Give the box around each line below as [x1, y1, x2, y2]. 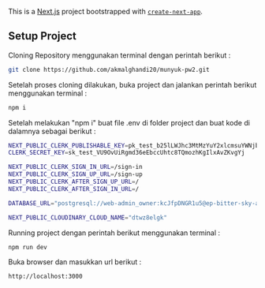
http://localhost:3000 [8, 272, 83, 281]
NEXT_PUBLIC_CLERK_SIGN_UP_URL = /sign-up [8, 170, 144, 178]
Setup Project [8, 29, 77, 43]
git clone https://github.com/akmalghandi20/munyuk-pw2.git [8, 65, 211, 73]
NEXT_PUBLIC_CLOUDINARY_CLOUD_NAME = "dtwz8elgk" [8, 213, 168, 222]
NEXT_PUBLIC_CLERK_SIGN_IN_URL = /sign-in [8, 163, 144, 171]
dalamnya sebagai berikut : [8, 126, 96, 136]
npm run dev [8, 243, 47, 251]
